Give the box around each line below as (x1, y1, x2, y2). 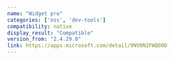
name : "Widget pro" (7, 10, 63, 17)
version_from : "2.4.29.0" (7, 36, 81, 43)
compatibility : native (7, 23, 72, 30)
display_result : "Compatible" (7, 29, 94, 37)
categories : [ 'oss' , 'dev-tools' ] (7, 17, 107, 23)
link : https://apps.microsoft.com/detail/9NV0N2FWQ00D (7, 42, 168, 49)
